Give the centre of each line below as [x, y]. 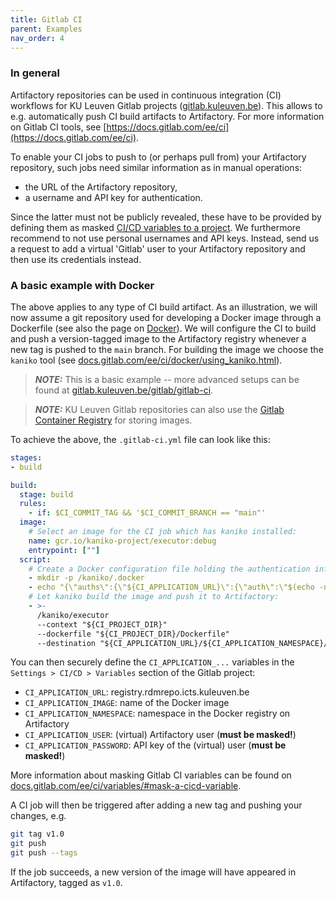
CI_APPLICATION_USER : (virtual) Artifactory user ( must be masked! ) [160, 735]
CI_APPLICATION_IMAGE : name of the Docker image [127, 703]
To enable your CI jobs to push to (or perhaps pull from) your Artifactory [158, 157]
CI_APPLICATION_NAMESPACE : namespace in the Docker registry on [157, 713]
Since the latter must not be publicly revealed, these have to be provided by [166, 217]
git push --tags [44, 853]
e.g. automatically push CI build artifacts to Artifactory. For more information [167, 116]
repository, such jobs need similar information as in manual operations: [156, 167]
